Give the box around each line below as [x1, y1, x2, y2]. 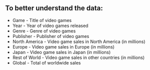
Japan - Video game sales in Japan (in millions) [12, 49, 111, 55]
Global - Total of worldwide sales [12, 59, 81, 65]
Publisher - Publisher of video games [12, 33, 89, 39]
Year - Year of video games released [12, 22, 89, 28]
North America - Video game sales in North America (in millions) [12, 38, 145, 44]
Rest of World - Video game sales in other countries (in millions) [12, 54, 145, 60]
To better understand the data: [5, 4, 103, 12]
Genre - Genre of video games [12, 27, 76, 34]
